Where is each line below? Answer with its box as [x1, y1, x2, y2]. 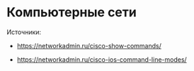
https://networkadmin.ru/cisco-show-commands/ [16, 41, 162, 50]
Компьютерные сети [6, 4, 137, 21]
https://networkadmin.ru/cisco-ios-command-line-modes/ [16, 55, 187, 64]
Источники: [6, 28, 42, 36]
